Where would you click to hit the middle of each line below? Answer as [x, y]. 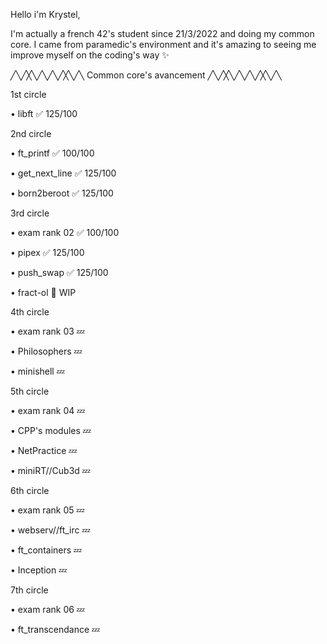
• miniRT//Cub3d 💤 [50, 470]
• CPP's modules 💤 [51, 430]
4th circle [30, 312]
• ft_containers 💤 [46, 550]
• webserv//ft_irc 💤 [50, 530]
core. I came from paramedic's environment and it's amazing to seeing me [163, 44]
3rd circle [30, 213]
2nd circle [31, 133]
